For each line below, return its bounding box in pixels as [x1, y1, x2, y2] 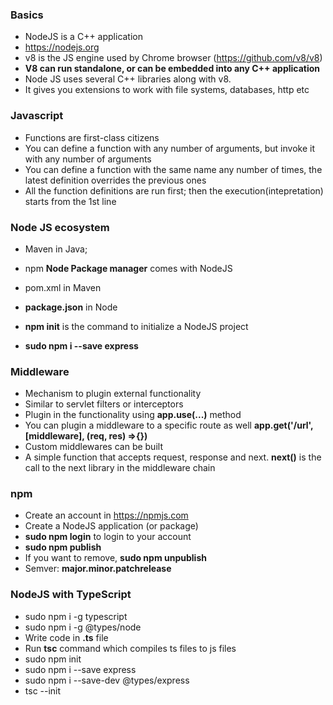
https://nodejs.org [24, 41, 100, 53]
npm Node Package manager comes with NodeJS [24, 262, 233, 274]
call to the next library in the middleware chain [24, 462, 216, 474]
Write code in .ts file [24, 631, 109, 643]
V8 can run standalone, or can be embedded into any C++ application [24, 63, 321, 75]
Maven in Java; [24, 243, 88, 255]
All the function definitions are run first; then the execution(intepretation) [24, 184, 324, 197]
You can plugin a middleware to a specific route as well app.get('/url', [24, 419, 314, 432]
